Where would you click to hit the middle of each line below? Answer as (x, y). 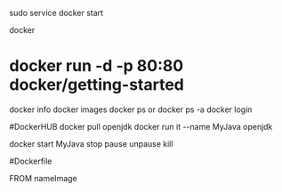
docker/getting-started (97, 85)
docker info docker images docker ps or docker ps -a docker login (131, 109)
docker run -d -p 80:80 (97, 66)
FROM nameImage (43, 178)
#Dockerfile (31, 161)
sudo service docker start (56, 13)
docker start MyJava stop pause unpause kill (91, 144)
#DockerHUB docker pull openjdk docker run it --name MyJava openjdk (141, 126)
